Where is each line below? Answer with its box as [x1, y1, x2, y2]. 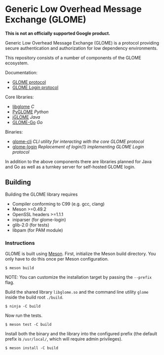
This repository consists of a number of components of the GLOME [5, 54, 141, 60]
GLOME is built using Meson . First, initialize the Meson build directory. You [5, 251, 156, 257]
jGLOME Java [12, 114, 40, 120]
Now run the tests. [5, 312, 43, 318]
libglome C [12, 103, 34, 109]
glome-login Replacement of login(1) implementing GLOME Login [12, 143, 144, 149]
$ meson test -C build [5, 322, 52, 327]
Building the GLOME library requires [5, 191, 78, 197]
